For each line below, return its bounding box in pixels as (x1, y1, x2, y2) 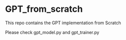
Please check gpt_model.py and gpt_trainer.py (5, 29, 100, 35)
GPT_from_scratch (5, 3, 83, 15)
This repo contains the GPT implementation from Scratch (5, 20, 121, 26)
